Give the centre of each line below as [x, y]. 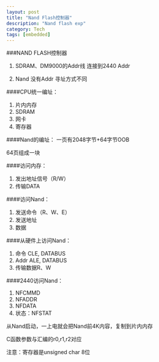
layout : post [23, 12]
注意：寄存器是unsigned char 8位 [48, 352]
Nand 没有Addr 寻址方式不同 [51, 79]
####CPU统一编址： [32, 92]
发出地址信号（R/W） [42, 179]
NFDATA [26, 306]
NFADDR [26, 300]
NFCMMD [28, 293]
